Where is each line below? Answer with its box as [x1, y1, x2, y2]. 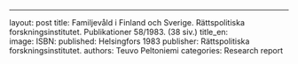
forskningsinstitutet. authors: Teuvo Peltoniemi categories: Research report [9, 46, 284, 55]
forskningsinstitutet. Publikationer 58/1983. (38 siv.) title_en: [9, 27, 229, 37]
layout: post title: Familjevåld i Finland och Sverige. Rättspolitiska [9, 18, 246, 27]
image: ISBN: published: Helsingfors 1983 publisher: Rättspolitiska [9, 36, 250, 46]
